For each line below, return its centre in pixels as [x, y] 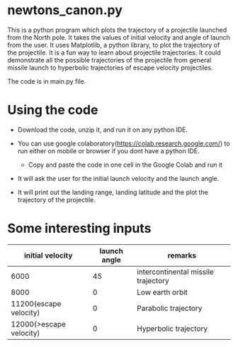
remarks [182, 255]
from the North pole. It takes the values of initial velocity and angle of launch [119, 37]
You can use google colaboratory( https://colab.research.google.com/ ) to [124, 143]
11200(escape [36, 304]
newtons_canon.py [65, 10]
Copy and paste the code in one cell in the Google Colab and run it [125, 165]
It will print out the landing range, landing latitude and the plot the [113, 192]
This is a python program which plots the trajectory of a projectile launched [117, 30]
